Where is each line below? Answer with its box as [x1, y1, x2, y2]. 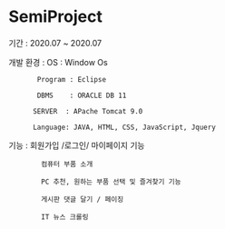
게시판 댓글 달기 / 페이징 [41, 194, 124, 204]
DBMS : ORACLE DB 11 [36, 91, 127, 100]
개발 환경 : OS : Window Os [8, 56, 108, 67]
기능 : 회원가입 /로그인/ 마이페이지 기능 [8, 139, 145, 151]
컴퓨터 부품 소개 [41, 159, 93, 169]
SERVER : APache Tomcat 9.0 [32, 106, 143, 115]
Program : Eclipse [36, 75, 106, 84]
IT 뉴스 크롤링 [41, 212, 89, 222]
